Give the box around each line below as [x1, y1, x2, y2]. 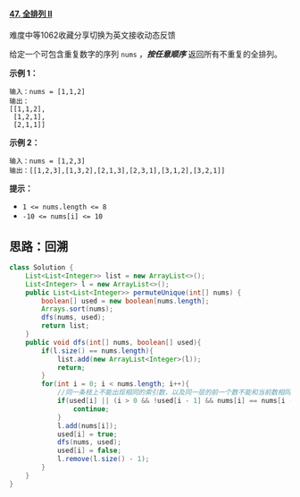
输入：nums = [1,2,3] [9, 157, 86, 166]
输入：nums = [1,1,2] [9, 88, 86, 97]
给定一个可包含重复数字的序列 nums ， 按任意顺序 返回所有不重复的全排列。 [9, 49, 283, 60]
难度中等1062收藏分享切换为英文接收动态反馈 [9, 30, 176, 40]
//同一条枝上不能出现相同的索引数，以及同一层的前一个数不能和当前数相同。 [56, 388, 298, 398]
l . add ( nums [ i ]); [56, 421, 118, 430]
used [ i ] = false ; [56, 446, 122, 456]
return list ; [41, 321, 90, 330]
